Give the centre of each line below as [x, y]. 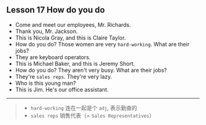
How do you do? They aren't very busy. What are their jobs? [91, 70]
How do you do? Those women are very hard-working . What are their [102, 44]
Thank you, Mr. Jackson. [46, 31]
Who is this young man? [46, 83]
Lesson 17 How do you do [56, 10]
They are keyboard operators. [53, 57]
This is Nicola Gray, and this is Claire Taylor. [71, 37]
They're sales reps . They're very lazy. [63, 76]
